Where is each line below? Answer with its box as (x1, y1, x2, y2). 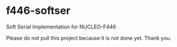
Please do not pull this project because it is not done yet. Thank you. (6, 34, 172, 41)
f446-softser (6, 4, 71, 17)
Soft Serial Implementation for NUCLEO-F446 (6, 23, 116, 30)
